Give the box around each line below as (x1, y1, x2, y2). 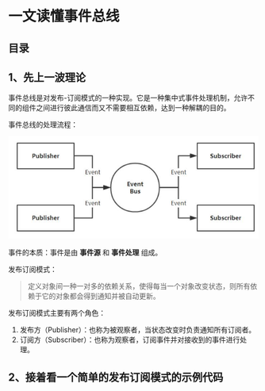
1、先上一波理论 (8, 71, 86, 84)
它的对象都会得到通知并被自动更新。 (41, 291, 160, 301)
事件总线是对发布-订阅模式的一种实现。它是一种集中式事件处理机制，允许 (8, 93, 248, 103)
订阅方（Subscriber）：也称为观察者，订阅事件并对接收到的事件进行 (19, 335, 240, 345)
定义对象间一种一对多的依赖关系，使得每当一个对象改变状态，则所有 (27, 282, 251, 291)
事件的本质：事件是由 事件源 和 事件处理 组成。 (8, 247, 163, 258)
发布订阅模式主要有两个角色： (8, 309, 106, 318)
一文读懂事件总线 (8, 7, 121, 25)
